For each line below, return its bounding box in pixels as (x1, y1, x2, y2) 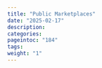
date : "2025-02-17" (7, 17, 65, 24)
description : (7, 23, 46, 30)
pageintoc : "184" (7, 37, 58, 44)
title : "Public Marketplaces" (7, 10, 96, 18)
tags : (7, 43, 23, 50)
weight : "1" (7, 50, 42, 57)
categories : (7, 30, 42, 38)
